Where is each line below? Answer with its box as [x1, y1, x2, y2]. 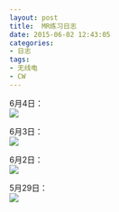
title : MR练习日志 [9, 22, 78, 31]
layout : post [9, 13, 59, 23]
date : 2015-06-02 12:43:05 [9, 30, 111, 39]
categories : [9, 38, 54, 48]
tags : [9, 55, 30, 64]
